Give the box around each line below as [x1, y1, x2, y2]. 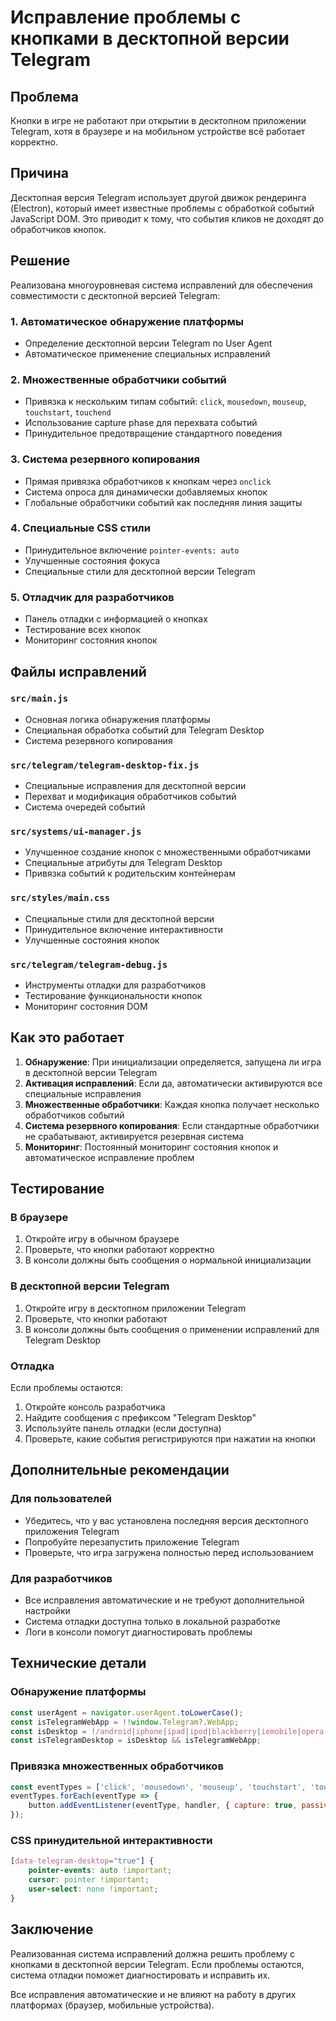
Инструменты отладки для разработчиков [24, 979, 207, 991]
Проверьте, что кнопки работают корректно [24, 1244, 215, 1256]
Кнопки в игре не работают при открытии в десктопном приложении [10, 115, 307, 126]
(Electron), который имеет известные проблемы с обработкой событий [10, 202, 315, 214]
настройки [24, 1605, 71, 1617]
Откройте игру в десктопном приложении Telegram [24, 1302, 247, 1314]
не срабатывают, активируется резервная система [24, 1130, 245, 1142]
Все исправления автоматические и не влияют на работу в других [10, 1988, 297, 2000]
